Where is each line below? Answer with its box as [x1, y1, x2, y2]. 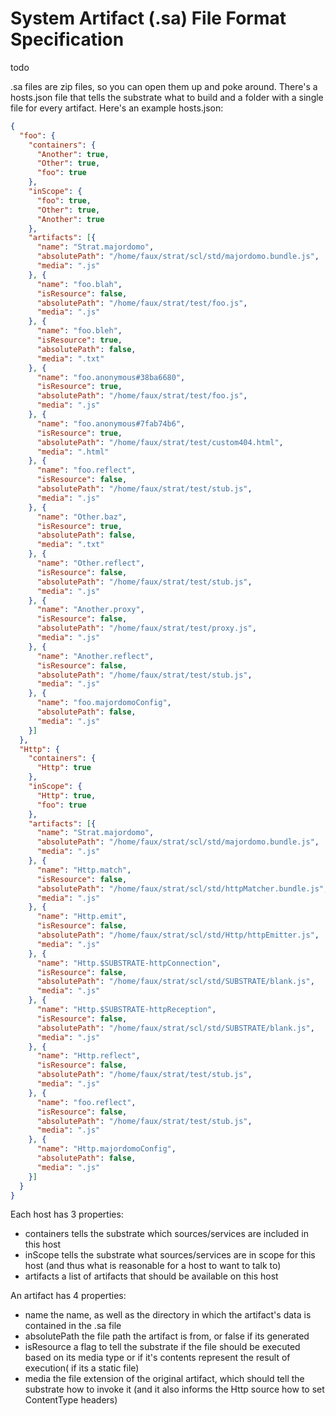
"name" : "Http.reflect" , [36, 1051, 141, 1061]
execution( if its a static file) [24, 1362, 140, 1374]
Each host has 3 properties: [10, 1208, 124, 1221]
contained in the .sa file [24, 1320, 122, 1332]
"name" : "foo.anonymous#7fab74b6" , [36, 418, 186, 429]
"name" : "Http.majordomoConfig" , [36, 1144, 177, 1154]
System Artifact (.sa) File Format [10, 7, 287, 30]
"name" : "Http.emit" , [36, 912, 128, 922]
